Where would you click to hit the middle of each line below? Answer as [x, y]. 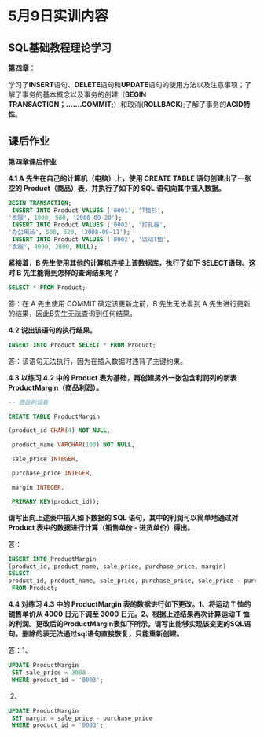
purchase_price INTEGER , [52, 473]
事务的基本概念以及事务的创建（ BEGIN [84, 94]
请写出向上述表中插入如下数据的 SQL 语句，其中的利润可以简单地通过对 [123, 517]
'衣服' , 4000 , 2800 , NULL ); [53, 247]
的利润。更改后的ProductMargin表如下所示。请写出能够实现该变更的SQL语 [130, 624]
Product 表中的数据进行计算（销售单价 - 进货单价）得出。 [101, 527]
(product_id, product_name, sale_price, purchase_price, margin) [117, 566]
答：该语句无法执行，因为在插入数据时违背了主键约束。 [97, 361]
